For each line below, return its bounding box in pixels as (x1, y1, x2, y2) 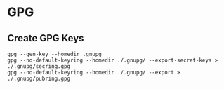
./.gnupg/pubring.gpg (7, 75, 71, 82)
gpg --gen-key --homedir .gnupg (7, 50, 102, 57)
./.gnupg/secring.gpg (7, 63, 71, 70)
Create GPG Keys (7, 32, 84, 44)
